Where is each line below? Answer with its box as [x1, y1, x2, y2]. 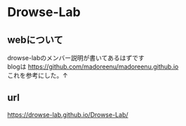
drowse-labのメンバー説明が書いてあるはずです [7, 54, 145, 62]
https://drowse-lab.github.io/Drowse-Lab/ [7, 110, 128, 119]
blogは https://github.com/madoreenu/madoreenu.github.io [7, 62, 179, 71]
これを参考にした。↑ [7, 71, 68, 79]
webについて [7, 34, 63, 45]
